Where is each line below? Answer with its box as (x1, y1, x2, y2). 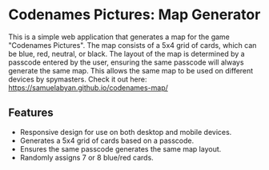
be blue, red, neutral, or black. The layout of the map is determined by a (8, 49, 246, 58)
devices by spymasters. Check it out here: (8, 74, 147, 84)
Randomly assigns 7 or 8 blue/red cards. (19, 152, 154, 162)
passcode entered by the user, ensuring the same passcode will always (8, 57, 244, 67)
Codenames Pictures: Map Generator (8, 6, 261, 24)
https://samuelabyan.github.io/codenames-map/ (8, 82, 168, 93)
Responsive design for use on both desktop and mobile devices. (19, 127, 232, 136)
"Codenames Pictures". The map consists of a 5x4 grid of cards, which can (8, 40, 257, 49)
